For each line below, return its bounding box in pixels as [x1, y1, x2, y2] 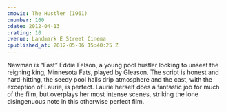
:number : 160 [7, 16, 45, 23]
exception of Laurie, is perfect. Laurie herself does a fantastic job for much [7, 83, 220, 91]
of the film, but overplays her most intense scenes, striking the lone [7, 90, 198, 98]
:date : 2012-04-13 [7, 23, 60, 30]
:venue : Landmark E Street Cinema [7, 36, 107, 43]
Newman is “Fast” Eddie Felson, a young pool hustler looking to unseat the [7, 61, 219, 69]
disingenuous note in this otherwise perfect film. [7, 98, 145, 105]
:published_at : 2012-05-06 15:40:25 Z [7, 42, 119, 49]
